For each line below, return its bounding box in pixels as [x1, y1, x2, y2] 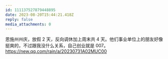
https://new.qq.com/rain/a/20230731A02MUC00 [5, 48, 107, 54]
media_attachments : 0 [5, 21, 51, 27]
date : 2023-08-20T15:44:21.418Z [5, 12, 74, 17]
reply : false [5, 17, 33, 22]
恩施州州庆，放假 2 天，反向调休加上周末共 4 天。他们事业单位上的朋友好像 [5, 36, 163, 42]
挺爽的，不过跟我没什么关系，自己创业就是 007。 [5, 43, 108, 49]
